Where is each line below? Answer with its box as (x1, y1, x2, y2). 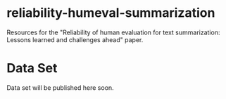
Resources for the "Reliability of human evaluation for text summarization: (6, 28, 220, 37)
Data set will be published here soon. (6, 83, 114, 92)
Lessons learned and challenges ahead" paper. (6, 35, 144, 44)
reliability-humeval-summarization (6, 5, 215, 21)
